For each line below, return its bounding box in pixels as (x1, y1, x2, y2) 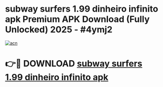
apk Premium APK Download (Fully (5, 14, 150, 25)
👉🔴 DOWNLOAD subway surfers (5, 58, 142, 69)
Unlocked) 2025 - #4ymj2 (5, 24, 113, 35)
